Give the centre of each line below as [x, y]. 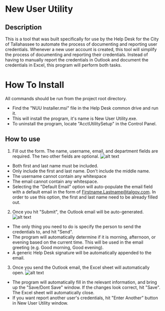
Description [23, 27]
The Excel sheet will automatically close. [53, 292]
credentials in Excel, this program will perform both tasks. [64, 65]
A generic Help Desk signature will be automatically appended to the [82, 253]
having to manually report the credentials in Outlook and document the [77, 60]
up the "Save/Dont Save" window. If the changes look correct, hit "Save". [86, 287]
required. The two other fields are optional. [56, 156]
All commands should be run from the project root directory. [66, 98]
